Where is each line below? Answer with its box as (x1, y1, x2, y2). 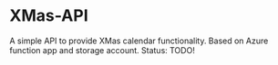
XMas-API (9, 5, 88, 26)
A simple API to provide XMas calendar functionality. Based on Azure (9, 35, 269, 46)
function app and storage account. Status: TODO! (9, 44, 196, 55)
